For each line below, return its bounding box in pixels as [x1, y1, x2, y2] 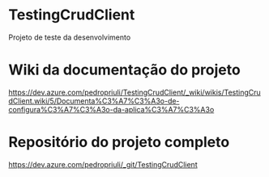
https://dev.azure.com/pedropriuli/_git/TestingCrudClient [8, 159, 198, 169]
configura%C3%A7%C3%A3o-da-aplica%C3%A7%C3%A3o [8, 104, 215, 114]
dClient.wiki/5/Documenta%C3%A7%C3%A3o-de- [8, 95, 180, 106]
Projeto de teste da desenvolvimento [8, 32, 131, 42]
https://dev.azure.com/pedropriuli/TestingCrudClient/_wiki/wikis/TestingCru [8, 87, 261, 97]
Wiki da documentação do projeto [8, 61, 241, 79]
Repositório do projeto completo [8, 133, 230, 151]
